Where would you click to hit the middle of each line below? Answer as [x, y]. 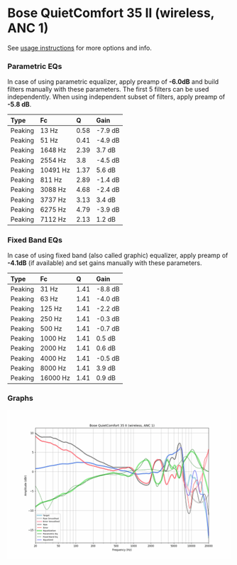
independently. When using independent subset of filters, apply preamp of [116, 97]
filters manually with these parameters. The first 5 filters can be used [108, 90]
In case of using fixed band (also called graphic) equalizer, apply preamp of [118, 255]
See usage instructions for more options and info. [80, 48]
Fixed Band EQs [35, 240]
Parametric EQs [35, 66]
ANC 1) [28, 28]
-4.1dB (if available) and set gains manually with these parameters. [105, 263]
